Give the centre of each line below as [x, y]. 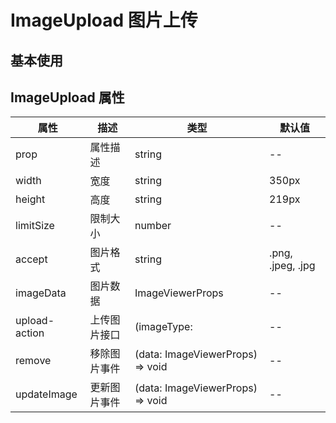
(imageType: [163, 327]
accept [31, 259]
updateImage [46, 394]
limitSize [35, 226]
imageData [41, 293]
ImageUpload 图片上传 [104, 20]
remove [33, 361]
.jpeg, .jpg [292, 266]
